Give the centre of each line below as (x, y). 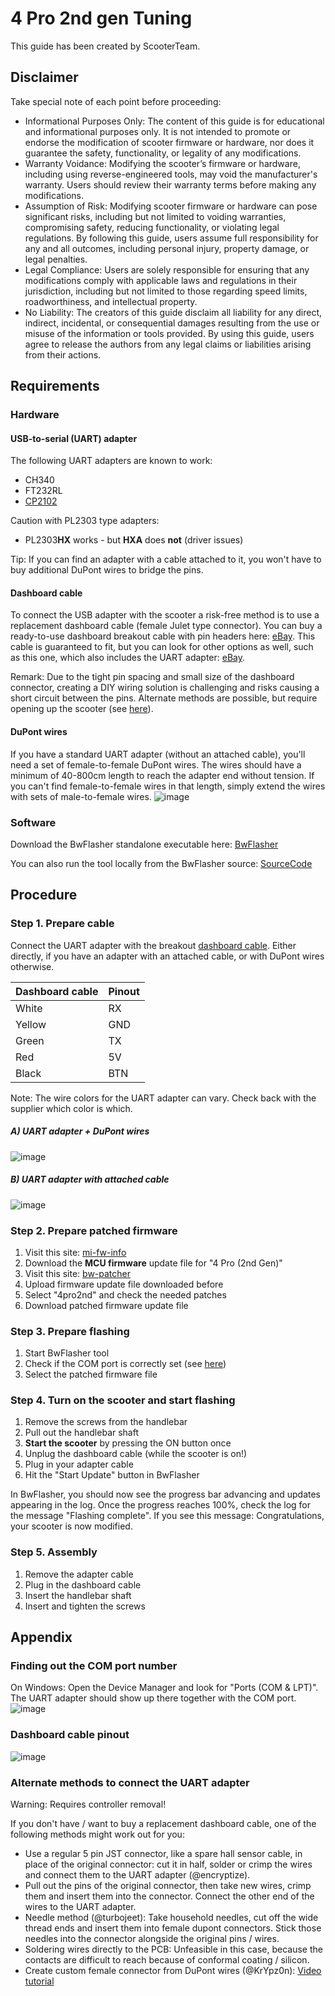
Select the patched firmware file (91, 1374)
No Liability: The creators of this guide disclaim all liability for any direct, (173, 312)
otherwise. (32, 966)
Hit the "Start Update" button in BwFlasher (112, 1475)
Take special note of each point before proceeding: (116, 101)
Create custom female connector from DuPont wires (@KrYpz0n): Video (173, 1971)
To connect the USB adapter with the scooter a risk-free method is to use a (165, 615)
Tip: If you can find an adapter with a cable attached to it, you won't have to (166, 559)
